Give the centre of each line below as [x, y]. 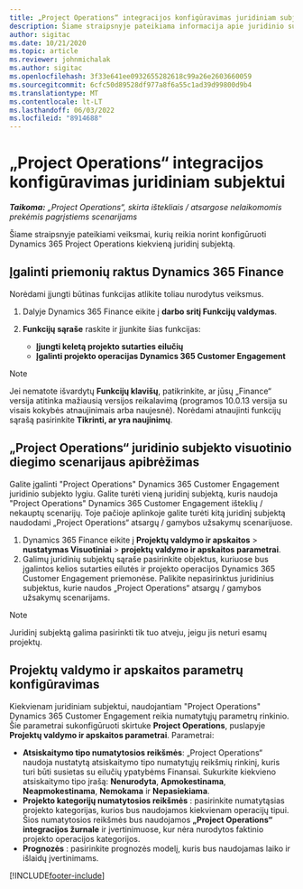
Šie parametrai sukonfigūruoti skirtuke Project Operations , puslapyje [138, 725]
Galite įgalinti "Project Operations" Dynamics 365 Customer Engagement [144, 484]
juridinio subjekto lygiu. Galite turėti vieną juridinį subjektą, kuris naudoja [143, 494]
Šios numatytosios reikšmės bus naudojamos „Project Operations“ [147, 820]
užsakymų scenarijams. [66, 597]
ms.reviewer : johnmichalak [60, 60]
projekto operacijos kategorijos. [81, 838]
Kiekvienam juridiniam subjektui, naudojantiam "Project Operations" [135, 706]
